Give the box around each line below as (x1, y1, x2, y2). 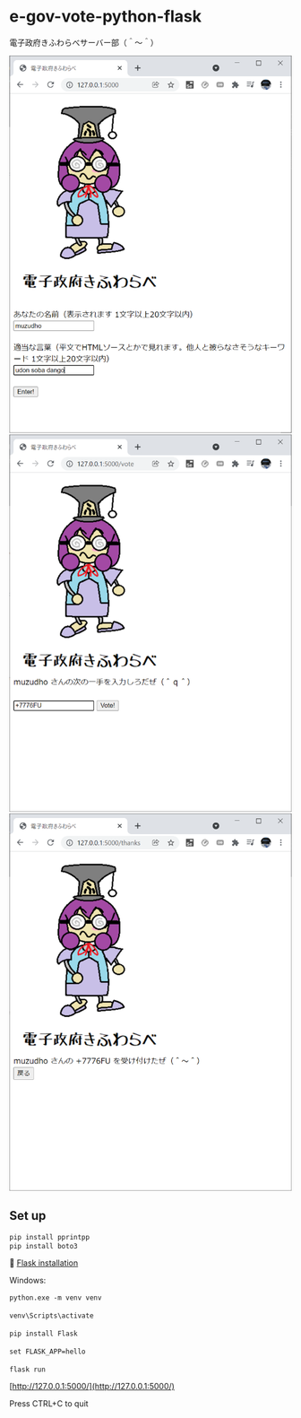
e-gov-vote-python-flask (9, 6, 202, 27)
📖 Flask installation (9, 1257, 79, 1268)
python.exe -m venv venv (9, 1293, 102, 1302)
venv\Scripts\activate (9, 1311, 94, 1320)
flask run (9, 1365, 47, 1374)
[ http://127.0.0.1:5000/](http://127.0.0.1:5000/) (9, 1381, 175, 1392)
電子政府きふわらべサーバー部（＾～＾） (9, 37, 159, 48)
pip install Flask (9, 1329, 78, 1338)
